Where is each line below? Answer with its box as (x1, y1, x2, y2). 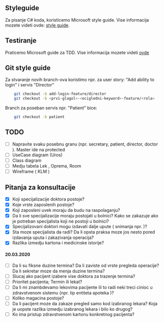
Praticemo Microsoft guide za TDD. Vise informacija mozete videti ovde (5, 49, 149, 56)
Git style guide (5, 64, 51, 72)
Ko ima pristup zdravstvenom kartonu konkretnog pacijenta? (12, 312, 135, 318)
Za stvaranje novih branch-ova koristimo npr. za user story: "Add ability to (5, 77, 155, 83)
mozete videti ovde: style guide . (5, 22, 70, 28)
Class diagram (12, 157, 42, 163)
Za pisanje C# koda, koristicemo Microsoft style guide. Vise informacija (5, 17, 149, 23)
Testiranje (5, 36, 37, 45)
